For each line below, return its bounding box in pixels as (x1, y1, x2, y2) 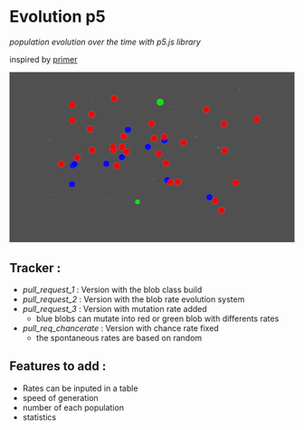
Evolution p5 (9, 6, 106, 27)
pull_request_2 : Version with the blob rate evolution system (22, 293, 245, 305)
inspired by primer (9, 54, 78, 64)
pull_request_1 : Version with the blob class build (22, 284, 203, 295)
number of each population (22, 402, 125, 413)
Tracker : (9, 260, 62, 276)
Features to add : (9, 358, 107, 374)
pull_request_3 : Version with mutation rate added (22, 303, 208, 314)
